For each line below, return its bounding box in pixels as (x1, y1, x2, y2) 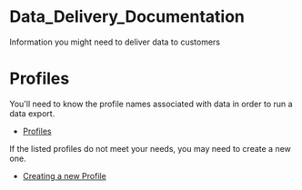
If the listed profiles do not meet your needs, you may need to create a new (9, 143, 291, 154)
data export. (9, 107, 55, 119)
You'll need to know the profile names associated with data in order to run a (9, 98, 293, 109)
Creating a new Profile (22, 170, 106, 181)
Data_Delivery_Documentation (9, 6, 246, 27)
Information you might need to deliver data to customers (9, 36, 221, 47)
